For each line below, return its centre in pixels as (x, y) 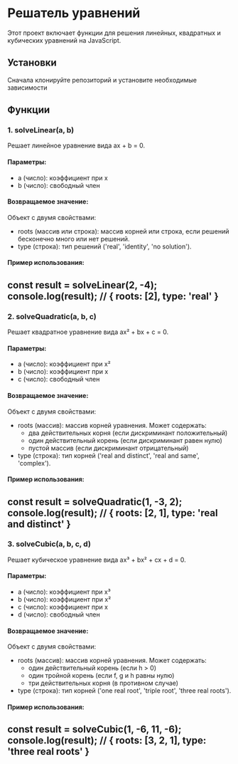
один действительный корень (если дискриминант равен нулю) (125, 440)
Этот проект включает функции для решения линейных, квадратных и (114, 33)
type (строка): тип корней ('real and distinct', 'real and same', (109, 455)
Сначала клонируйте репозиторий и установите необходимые (102, 80)
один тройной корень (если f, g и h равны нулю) (101, 676)
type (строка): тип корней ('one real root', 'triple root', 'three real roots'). (124, 691)
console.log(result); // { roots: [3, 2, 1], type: (107, 741)
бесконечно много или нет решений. (74, 239)
